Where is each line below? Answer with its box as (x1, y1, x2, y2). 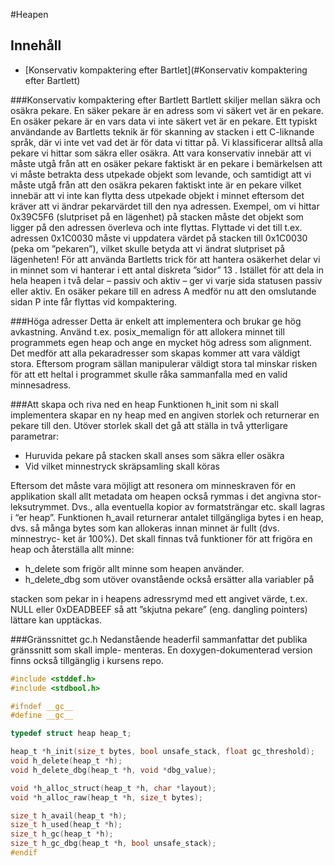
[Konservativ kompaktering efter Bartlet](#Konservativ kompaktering (24, 64, 308, 76)
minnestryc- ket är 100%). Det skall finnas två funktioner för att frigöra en (10, 532, 313, 544)
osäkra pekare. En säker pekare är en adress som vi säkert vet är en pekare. (10, 104, 324, 116)
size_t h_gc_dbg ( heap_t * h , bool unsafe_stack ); (10, 839, 217, 849)
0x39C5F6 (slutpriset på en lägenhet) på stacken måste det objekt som (10, 210, 304, 223)
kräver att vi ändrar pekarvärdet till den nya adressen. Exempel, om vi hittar (10, 200, 320, 212)
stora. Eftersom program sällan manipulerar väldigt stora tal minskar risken (10, 357, 318, 369)
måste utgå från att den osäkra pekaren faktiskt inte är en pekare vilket (10, 179, 302, 191)
